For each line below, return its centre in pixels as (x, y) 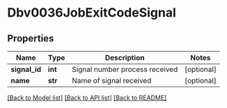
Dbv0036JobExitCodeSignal (92, 13)
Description (125, 58)
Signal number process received (125, 69)
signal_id (26, 69)
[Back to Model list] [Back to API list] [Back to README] (87, 98)
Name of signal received (112, 81)
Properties (31, 38)
